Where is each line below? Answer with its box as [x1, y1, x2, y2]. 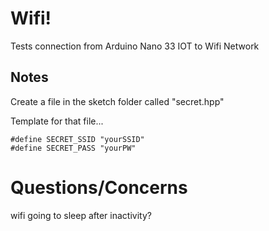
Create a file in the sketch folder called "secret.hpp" [10, 95, 225, 107]
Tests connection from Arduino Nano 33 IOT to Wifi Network [10, 40, 260, 52]
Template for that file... [10, 115, 104, 127]
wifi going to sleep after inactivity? [10, 209, 152, 221]
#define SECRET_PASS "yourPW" [10, 143, 137, 153]
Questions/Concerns [10, 176, 188, 199]
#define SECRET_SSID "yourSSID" [10, 134, 145, 144]
